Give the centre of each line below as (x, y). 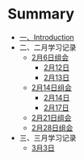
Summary (41, 14)
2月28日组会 (52, 127)
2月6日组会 (50, 57)
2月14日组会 (51, 87)
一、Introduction (46, 37)
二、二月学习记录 (48, 47)
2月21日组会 (51, 117)
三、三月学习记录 (48, 137)
